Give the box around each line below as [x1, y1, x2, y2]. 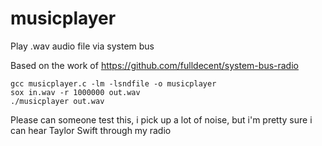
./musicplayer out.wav [10, 96, 105, 106]
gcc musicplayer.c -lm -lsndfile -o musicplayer [10, 78, 217, 89]
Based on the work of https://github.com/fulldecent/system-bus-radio [10, 59, 299, 71]
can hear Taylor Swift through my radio [10, 124, 172, 136]
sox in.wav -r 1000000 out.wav [10, 87, 141, 97]
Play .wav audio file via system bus [10, 40, 155, 52]
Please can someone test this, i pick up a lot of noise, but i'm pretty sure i [10, 113, 313, 126]
